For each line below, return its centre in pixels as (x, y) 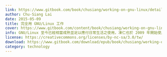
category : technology (28, 47)
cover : (12, 28)
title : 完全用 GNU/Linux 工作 (35, 24)
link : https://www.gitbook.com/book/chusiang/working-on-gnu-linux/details (85, 10)
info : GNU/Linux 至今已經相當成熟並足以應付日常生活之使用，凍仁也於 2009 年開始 (82, 33)
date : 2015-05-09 (23, 19)
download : (15, 42)
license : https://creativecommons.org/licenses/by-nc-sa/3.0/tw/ (74, 38)
